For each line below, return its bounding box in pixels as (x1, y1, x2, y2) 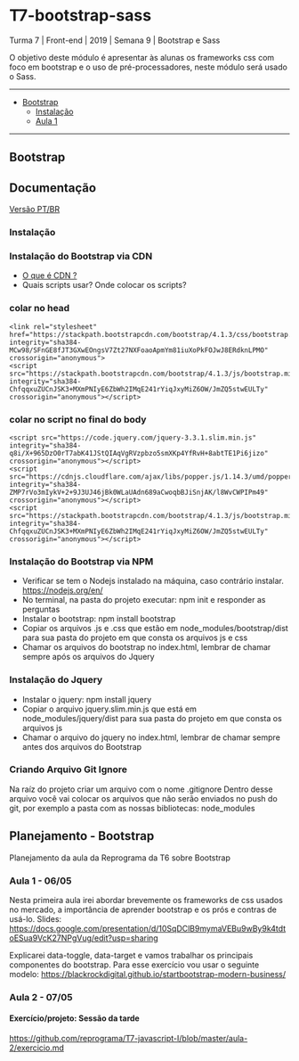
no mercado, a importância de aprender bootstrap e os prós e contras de (9, 904, 278, 915)
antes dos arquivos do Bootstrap (21, 741, 142, 752)
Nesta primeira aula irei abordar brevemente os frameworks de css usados (9, 894, 283, 905)
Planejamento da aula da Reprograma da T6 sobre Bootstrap (9, 852, 231, 863)
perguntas (21, 604, 61, 615)
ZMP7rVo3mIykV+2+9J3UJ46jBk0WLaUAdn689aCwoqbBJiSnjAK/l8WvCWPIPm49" (9, 488, 269, 497)
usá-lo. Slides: (9, 913, 62, 924)
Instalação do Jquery (9, 674, 103, 687)
